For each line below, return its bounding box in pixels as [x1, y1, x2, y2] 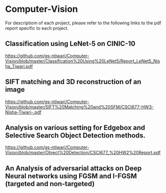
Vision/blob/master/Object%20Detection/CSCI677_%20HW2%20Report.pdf [5, 150, 161, 156]
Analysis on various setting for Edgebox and [5, 123, 146, 132]
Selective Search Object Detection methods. [5, 131, 146, 139]
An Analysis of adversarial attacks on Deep [5, 164, 142, 172]
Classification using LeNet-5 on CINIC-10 [5, 40, 136, 48]
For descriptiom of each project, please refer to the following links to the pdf [5, 20, 162, 26]
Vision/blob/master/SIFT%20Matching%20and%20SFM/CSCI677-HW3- [5, 104, 154, 110]
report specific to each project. [5, 25, 69, 31]
